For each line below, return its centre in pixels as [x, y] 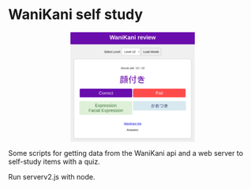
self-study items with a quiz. [54, 161]
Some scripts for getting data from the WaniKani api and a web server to [126, 153]
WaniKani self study [76, 15]
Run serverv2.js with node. [52, 176]
